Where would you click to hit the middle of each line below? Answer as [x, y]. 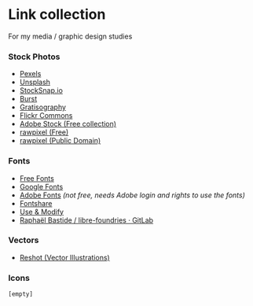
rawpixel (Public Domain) [60, 141]
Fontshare [36, 203]
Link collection [57, 15]
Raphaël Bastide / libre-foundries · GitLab [86, 220]
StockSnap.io [41, 90]
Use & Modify [42, 212]
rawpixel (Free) [44, 132]
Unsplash [35, 82]
